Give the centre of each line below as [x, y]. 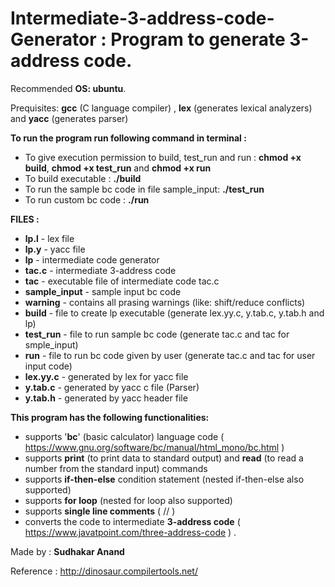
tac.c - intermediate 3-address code [100, 270]
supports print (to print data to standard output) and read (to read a [164, 458]
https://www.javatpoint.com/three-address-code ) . [130, 532]
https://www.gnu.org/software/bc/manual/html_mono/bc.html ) [154, 447]
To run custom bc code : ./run [87, 199]
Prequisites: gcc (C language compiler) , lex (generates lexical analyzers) [161, 108]
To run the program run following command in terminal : [128, 138]
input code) [48, 366]
